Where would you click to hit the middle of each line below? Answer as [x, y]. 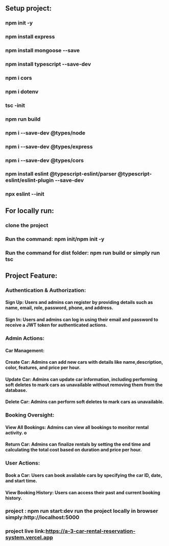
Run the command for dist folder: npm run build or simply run [82, 253]
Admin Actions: [25, 338]
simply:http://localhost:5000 [42, 517]
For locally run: [30, 211]
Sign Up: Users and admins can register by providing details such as [79, 302]
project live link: [26, 531]
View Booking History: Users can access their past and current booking [83, 492]
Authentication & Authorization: [46, 290]
